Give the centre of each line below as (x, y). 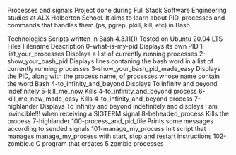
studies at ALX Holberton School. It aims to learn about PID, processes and (116, 18)
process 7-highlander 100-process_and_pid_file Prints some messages (111, 121)
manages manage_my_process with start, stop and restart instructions (110, 136)
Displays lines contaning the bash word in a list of (142, 61)
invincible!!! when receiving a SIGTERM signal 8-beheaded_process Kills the (118, 113)
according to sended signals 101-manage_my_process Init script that (107, 129)
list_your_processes (36, 54)
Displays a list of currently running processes (132, 54)
